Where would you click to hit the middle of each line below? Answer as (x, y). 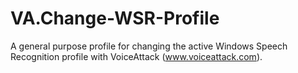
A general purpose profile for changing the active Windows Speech (149, 46)
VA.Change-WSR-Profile (115, 18)
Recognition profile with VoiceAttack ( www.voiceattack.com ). (136, 56)
